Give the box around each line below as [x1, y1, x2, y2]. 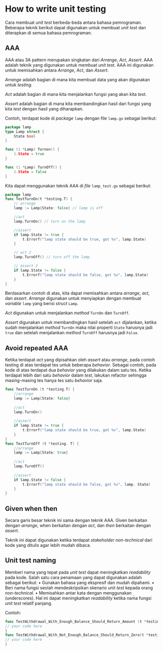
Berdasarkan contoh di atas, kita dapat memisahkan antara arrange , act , [5, 290, 150, 296]
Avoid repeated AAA [5, 344, 68, 352]
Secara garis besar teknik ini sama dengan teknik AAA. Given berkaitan [5, 517, 147, 523]
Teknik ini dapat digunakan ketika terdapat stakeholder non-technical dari [5, 537, 153, 543]
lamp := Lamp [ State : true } [14, 450, 68, 455]
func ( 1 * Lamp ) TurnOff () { [5, 164, 62, 170]
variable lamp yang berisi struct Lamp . [5, 301, 79, 307]
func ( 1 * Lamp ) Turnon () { [5, 147, 60, 152]
